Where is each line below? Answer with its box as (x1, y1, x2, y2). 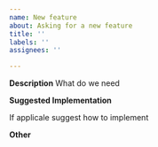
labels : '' (9, 37, 50, 47)
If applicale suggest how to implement (9, 112, 149, 123)
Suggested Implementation (9, 95, 113, 106)
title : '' (9, 29, 46, 38)
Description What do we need (9, 78, 120, 89)
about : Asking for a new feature (9, 21, 133, 30)
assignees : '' (9, 46, 62, 55)
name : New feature (9, 12, 77, 22)
